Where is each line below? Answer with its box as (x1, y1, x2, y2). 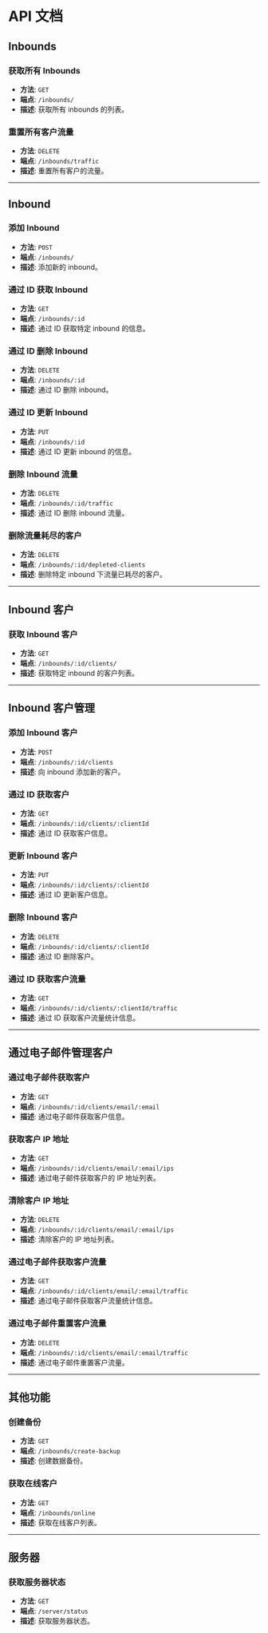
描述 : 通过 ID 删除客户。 (19, 951, 98, 961)
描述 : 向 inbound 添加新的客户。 (19, 767, 125, 777)
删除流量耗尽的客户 (8, 530, 82, 541)
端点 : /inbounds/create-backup (19, 1446, 121, 1456)
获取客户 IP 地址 (8, 1133, 69, 1145)
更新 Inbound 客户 (8, 850, 78, 861)
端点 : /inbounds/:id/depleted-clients (19, 559, 146, 569)
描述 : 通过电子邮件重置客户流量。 (19, 1358, 129, 1367)
